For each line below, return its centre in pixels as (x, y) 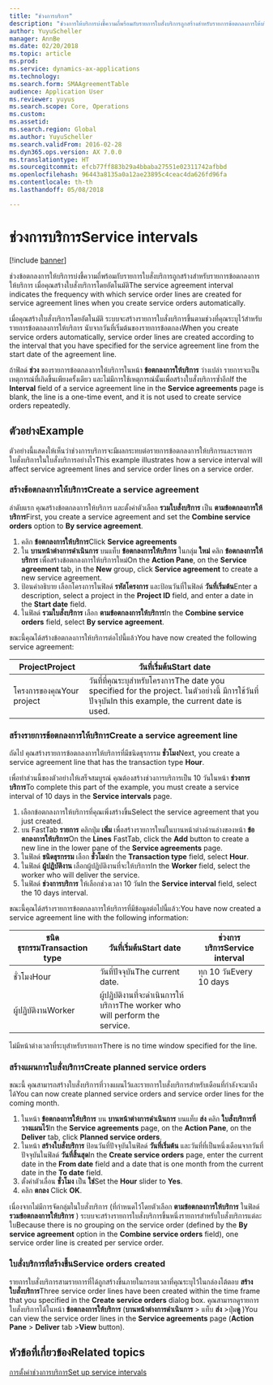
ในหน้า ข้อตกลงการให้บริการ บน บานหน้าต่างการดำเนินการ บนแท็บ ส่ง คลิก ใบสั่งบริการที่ (139, 1119)
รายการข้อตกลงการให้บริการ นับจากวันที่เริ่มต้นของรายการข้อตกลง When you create (124, 328)
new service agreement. (61, 577)
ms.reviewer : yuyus (42, 99)
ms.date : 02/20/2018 (44, 46)
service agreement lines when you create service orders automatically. (128, 302)
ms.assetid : (29, 122)
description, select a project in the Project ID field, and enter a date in (137, 595)
